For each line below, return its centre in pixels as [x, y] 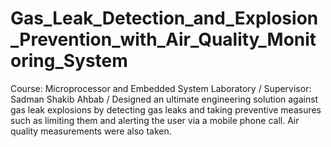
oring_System [69, 61]
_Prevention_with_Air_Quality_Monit [163, 39]
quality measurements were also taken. [91, 131]
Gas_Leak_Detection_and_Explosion [164, 18]
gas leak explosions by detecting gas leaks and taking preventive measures [166, 109]
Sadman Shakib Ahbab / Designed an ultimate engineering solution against [164, 99]
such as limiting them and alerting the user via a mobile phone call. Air [155, 120]
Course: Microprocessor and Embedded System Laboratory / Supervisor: [161, 88]
